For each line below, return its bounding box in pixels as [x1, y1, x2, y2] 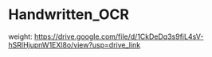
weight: [8, 32, 33, 41]
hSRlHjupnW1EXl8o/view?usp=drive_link [8, 40, 141, 49]
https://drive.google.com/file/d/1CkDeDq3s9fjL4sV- [34, 32, 204, 41]
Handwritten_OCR [8, 6, 130, 24]
